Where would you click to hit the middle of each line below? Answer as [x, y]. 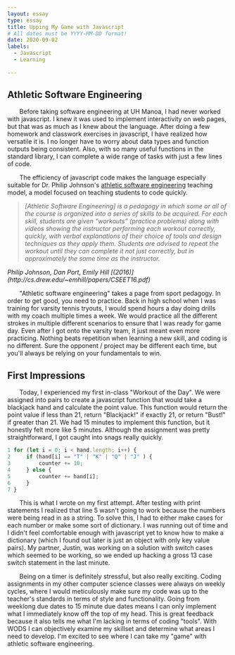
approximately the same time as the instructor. [92, 258]
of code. [19, 164]
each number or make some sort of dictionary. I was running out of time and [118, 525]
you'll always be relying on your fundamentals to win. [84, 354]
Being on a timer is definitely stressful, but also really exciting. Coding [120, 576]
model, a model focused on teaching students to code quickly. [97, 193]
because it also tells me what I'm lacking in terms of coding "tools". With [112, 621]
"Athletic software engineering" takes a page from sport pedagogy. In [120, 294]
